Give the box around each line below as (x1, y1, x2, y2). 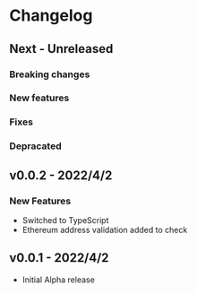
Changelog (9, 5, 93, 26)
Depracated (9, 140, 62, 152)
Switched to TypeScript (21, 214, 109, 225)
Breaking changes (9, 68, 90, 81)
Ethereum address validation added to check (21, 224, 188, 235)
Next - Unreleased (9, 41, 114, 56)
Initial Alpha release (21, 274, 96, 285)
